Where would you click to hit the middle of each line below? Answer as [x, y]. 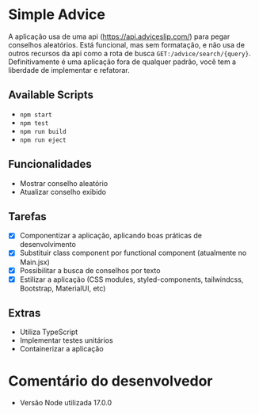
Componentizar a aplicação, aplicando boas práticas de [110, 236]
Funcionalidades [50, 164]
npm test [34, 123]
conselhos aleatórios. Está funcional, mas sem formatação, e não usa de [127, 44]
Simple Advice [57, 15]
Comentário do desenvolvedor [110, 381]
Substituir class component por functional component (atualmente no [133, 253]
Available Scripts [51, 95]
